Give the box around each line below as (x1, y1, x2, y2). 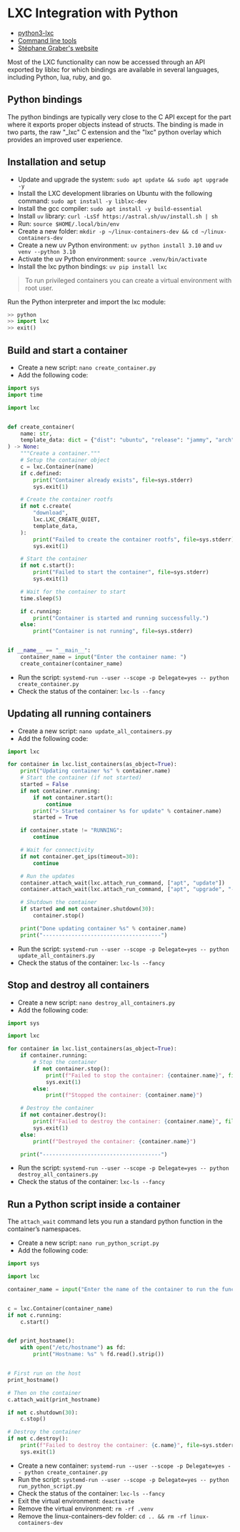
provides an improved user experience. (7, 135, 123, 144)
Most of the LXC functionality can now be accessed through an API (7, 57, 206, 66)
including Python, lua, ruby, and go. (7, 73, 112, 81)
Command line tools (17, 36, 77, 44)
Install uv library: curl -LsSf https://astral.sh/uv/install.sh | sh (17, 212, 219, 220)
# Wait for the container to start (20, 588, 126, 595)
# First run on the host (7, 1370, 81, 1377)
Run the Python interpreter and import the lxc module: (7, 297, 166, 306)
